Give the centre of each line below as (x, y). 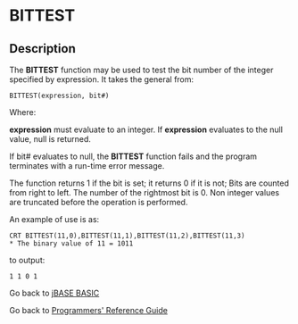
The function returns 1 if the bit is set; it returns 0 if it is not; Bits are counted (149, 183)
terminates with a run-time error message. (87, 166)
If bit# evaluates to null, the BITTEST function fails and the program (133, 156)
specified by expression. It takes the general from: (102, 79)
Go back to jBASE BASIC (54, 293)
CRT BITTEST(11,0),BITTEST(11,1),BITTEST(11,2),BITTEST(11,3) (127, 236)
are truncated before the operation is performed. (99, 202)
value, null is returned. (50, 139)
